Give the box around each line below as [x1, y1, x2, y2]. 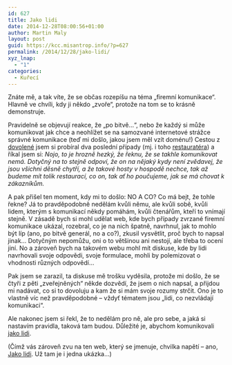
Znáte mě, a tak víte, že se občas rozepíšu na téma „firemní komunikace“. [8, 93, 216, 101]
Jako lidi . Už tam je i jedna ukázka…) [8, 350, 113, 358]
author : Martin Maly [8, 29, 68, 36]
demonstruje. [8, 107, 46, 116]
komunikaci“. [8, 301, 44, 310]
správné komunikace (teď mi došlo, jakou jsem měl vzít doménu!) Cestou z [8, 136, 220, 144]
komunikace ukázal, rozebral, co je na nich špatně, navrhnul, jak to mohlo [8, 222, 217, 231]
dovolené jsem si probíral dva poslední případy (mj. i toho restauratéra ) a [8, 143, 215, 152]
